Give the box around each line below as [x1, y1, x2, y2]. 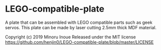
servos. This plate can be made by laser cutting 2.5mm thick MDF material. [5, 24, 157, 30]
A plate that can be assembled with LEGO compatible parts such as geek [5, 19, 153, 25]
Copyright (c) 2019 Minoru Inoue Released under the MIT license [5, 34, 136, 40]
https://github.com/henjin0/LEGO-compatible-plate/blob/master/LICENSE [5, 39, 154, 45]
